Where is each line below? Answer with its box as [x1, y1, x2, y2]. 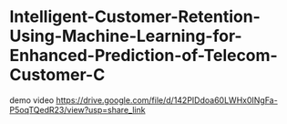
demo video [9, 94, 55, 106]
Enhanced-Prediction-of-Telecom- [9, 46, 278, 66]
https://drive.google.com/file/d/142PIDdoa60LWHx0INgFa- [56, 94, 278, 106]
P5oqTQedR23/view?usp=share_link [9, 104, 146, 115]
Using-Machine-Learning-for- [9, 26, 243, 46]
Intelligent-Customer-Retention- [9, 6, 261, 27]
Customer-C [9, 65, 106, 86]
